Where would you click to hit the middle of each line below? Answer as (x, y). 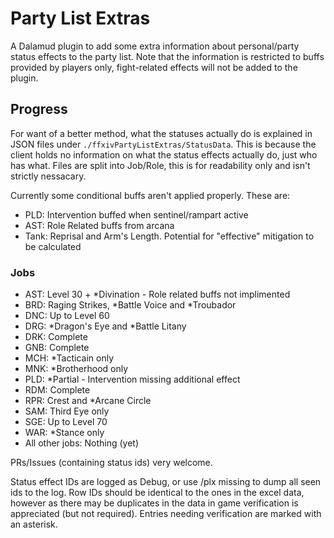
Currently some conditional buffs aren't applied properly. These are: (150, 195)
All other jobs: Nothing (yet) (82, 443)
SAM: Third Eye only (67, 411)
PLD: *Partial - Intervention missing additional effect (132, 379)
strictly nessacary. (48, 176)
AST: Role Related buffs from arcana (99, 225)
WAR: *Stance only (64, 433)
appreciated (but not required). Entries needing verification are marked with (166, 514)
